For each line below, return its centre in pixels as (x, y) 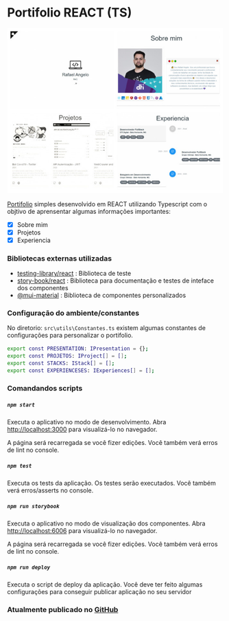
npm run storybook (33, 507)
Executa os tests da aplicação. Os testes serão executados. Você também (111, 483)
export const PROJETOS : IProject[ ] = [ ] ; (67, 356)
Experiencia (34, 240)
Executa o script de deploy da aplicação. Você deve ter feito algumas (105, 584)
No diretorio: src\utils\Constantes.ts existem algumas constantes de (106, 328)
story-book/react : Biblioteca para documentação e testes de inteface (116, 281)
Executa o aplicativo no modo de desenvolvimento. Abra (87, 422)
